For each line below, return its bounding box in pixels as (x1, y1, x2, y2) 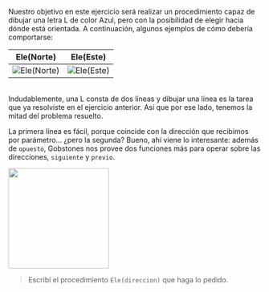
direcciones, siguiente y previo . (8, 152, 115, 161)
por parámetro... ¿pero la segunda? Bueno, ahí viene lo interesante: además (8, 136, 259, 144)
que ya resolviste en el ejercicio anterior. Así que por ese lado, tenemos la (8, 103, 253, 112)
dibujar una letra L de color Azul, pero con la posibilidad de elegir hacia (8, 15, 244, 25)
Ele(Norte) (15, 51, 56, 63)
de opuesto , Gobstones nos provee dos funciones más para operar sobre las (8, 144, 261, 153)
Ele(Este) (71, 51, 107, 63)
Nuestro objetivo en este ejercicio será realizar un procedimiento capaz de (8, 7, 255, 16)
